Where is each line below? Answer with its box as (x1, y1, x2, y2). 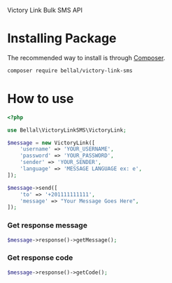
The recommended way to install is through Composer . (7, 53, 166, 62)
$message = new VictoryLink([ (7, 139, 96, 146)
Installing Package (7, 31, 117, 46)
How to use (7, 91, 74, 106)
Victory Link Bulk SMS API (7, 6, 83, 14)
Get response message (7, 221, 87, 230)
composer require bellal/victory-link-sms (7, 67, 133, 74)
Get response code (7, 253, 73, 263)
